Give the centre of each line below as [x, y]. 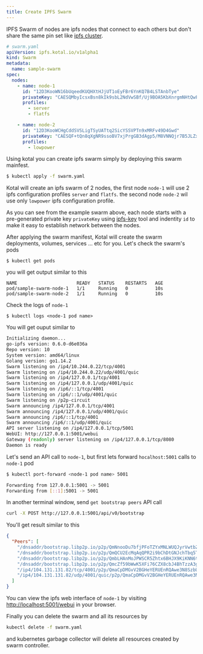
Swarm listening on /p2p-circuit [48, 400]
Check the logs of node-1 [37, 305]
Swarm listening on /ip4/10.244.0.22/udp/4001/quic [72, 372]
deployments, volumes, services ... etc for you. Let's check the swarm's [96, 244]
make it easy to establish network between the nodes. [73, 225]
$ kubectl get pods [31, 261]
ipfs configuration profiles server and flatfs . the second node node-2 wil [97, 195]
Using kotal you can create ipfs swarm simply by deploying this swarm [94, 159]
